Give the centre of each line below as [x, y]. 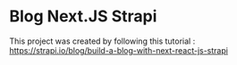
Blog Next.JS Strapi [83, 16]
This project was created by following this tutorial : [102, 41]
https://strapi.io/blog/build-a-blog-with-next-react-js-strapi [118, 50]
